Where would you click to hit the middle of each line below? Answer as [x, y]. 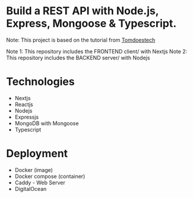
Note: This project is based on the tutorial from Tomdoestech [81, 40]
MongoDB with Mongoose [47, 123]
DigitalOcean [31, 189]
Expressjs [27, 117]
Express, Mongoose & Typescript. [91, 23]
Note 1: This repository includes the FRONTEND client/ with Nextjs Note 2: [97, 51]
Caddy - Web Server [40, 183]
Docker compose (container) [50, 176]
